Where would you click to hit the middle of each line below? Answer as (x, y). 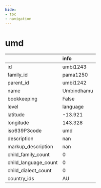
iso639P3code (25, 131)
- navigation (18, 19)
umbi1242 (74, 83)
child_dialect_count (30, 171)
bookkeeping (22, 99)
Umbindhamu (78, 91)
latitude (16, 115)
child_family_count (29, 155)
